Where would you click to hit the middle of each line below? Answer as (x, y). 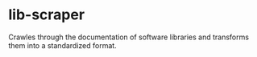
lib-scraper (47, 15)
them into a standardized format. (62, 45)
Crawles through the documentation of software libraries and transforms (129, 37)
